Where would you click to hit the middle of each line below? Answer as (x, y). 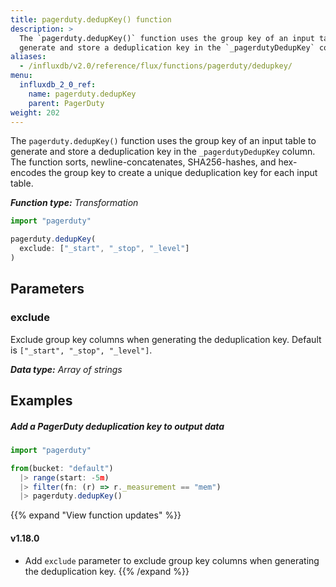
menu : (21, 76)
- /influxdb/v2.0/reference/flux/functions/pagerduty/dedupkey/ (156, 66)
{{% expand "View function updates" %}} (96, 515)
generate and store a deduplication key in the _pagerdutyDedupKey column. (163, 152)
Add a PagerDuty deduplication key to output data (117, 426)
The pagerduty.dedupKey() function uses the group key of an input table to (163, 141)
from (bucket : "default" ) (62, 468)
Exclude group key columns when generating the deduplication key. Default (166, 339)
